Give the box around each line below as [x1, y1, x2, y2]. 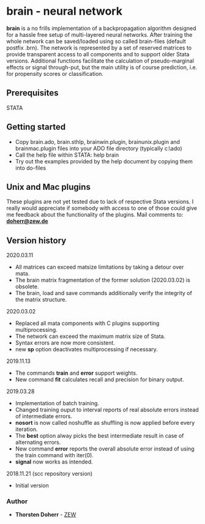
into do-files [15, 164, 47, 171]
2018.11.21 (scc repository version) [6, 470, 93, 477]
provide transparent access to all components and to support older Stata [6, 50, 190, 58]
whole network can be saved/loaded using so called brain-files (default [6, 37, 187, 45]
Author [6, 497, 28, 506]
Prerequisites [6, 88, 59, 99]
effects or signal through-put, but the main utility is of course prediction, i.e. [6, 63, 198, 71]
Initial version [15, 482, 49, 489]
